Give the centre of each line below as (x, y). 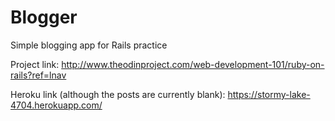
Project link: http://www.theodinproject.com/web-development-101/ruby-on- (167, 64)
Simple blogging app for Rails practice (89, 45)
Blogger (44, 17)
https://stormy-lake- (269, 94)
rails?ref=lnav (38, 75)
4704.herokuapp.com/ (56, 105)
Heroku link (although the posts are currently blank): (118, 94)
